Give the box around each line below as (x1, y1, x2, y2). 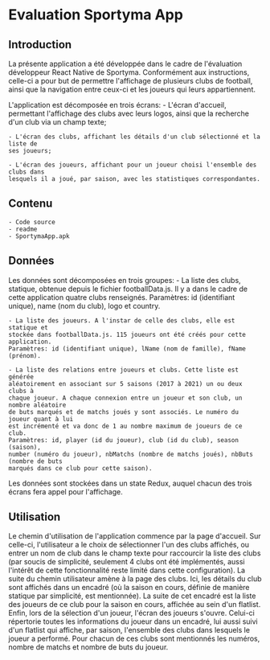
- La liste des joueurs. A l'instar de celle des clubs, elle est (8, 316, 235, 325)
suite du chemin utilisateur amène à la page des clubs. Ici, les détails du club (8, 574, 263, 584)
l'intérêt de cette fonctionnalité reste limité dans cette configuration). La (8, 565, 246, 576)
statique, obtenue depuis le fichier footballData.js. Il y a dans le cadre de (8, 284, 247, 293)
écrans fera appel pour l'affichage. (8, 486, 123, 496)
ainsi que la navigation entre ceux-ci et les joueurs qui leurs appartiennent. (8, 84, 256, 94)
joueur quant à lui (8, 415, 74, 423)
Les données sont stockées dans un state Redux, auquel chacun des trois (8, 478, 252, 488)
